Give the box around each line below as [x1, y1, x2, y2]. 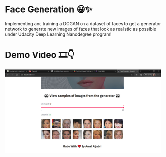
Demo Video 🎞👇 [5, 50, 75, 61]
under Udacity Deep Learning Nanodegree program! [5, 31, 112, 37]
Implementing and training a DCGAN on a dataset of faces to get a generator [5, 20, 161, 26]
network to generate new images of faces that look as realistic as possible [5, 26, 157, 32]
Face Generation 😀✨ [5, 4, 93, 15]
